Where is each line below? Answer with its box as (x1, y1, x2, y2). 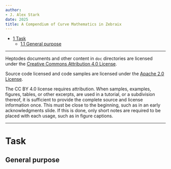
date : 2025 (5, 17, 28, 22)
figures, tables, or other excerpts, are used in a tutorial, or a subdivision (5, 91, 155, 97)
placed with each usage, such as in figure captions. (5, 113, 113, 119)
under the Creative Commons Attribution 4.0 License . (5, 61, 117, 67)
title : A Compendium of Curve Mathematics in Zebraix (5, 21, 122, 27)
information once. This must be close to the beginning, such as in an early (5, 102, 161, 108)
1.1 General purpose (20, 41, 62, 47)
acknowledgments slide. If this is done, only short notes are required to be (5, 108, 161, 114)
